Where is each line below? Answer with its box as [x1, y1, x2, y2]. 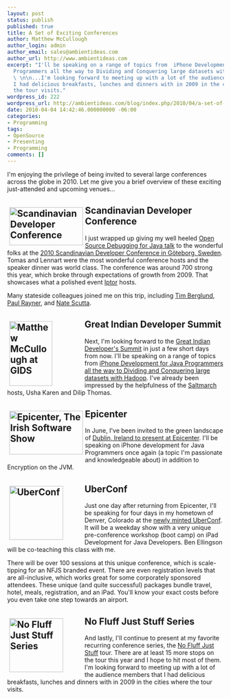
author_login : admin [7, 42, 67, 49]
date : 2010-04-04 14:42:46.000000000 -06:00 [7, 106, 137, 113]
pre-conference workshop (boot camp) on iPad [85, 531, 219, 539]
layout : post [7, 10, 45, 17]
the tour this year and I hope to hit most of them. [85, 656, 221, 664]
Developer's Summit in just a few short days [85, 344, 210, 353]
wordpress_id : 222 [7, 94, 60, 101]
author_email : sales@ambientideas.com [7, 49, 118, 56]
